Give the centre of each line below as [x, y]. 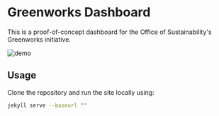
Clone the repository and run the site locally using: [81, 92]
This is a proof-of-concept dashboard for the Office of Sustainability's [109, 32]
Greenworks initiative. [39, 39]
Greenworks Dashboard [79, 12]
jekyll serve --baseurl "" [47, 105]
